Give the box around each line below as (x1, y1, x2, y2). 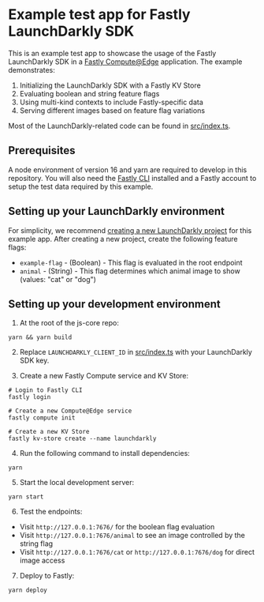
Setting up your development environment (8, 297, 221, 310)
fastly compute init (8, 414, 76, 422)
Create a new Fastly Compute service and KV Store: (19, 371, 189, 381)
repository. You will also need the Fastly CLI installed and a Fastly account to (8, 173, 257, 182)
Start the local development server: (19, 478, 135, 487)
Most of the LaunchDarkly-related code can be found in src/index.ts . (8, 121, 231, 130)
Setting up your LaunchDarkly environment (8, 205, 225, 218)
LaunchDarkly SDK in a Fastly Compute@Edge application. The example (8, 57, 243, 66)
